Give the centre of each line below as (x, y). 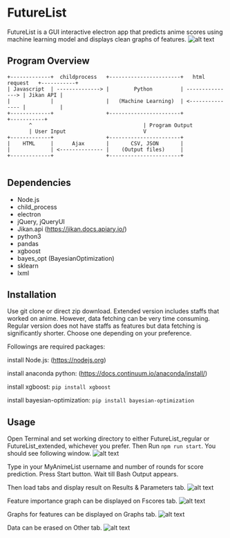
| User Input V (88, 131)
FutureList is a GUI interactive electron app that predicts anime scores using (115, 32)
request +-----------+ (43, 83)
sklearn (28, 266)
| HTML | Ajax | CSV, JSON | (96, 143)
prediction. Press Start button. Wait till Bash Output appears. (93, 474)
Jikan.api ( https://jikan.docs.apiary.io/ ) (72, 229)
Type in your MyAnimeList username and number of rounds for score (105, 467)
